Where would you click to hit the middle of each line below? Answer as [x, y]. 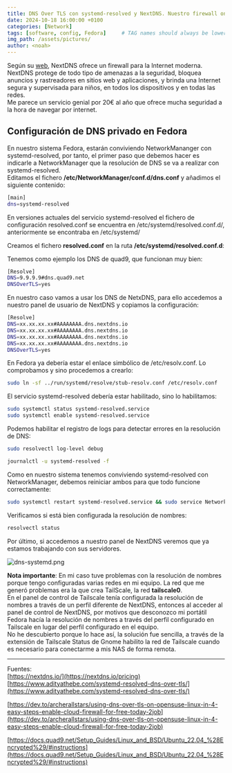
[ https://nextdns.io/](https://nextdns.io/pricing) [74, 676]
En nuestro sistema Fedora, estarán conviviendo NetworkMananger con [109, 148]
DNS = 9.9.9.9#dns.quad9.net [46, 278]
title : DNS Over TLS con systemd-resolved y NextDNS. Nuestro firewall [112, 14]
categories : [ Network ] [40, 26]
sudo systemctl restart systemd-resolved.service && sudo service [105, 502]
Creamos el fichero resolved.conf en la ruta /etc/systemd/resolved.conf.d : [116, 245]
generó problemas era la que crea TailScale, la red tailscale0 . [95, 590]
